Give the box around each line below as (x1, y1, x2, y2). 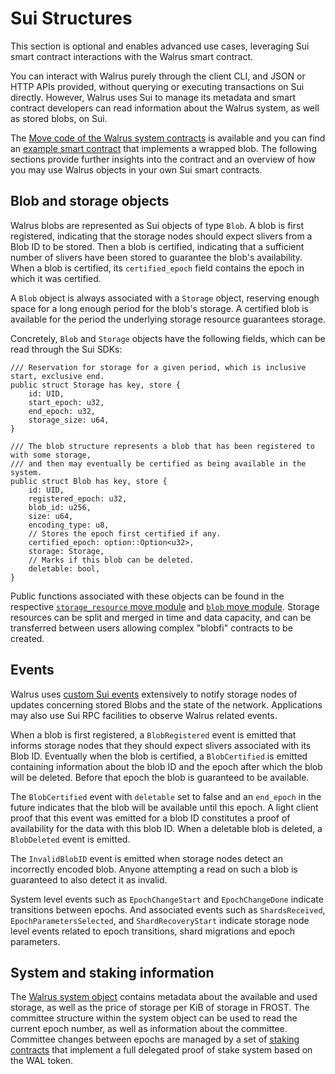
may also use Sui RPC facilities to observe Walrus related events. (10, 709, 278, 721)
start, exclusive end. (10, 371, 105, 381)
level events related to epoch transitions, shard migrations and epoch (10, 925, 295, 937)
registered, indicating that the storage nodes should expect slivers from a (10, 230, 313, 242)
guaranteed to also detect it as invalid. (10, 873, 168, 886)
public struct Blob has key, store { (10, 476, 168, 486)
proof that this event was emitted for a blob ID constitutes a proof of (10, 812, 291, 824)
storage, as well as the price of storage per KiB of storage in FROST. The (10, 1002, 310, 1014)
